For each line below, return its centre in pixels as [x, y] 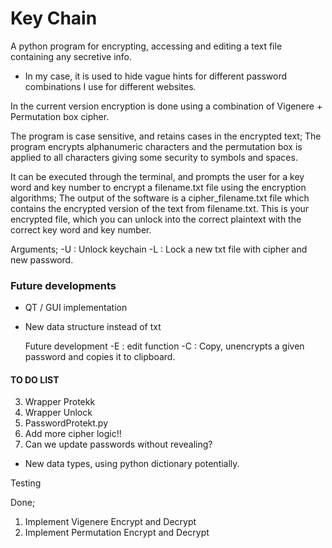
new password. [42, 259]
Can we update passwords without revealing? [118, 444]
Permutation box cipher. [60, 116]
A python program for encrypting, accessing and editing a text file [146, 46]
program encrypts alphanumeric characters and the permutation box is [156, 146]
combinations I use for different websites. [110, 86]
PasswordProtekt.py [66, 423]
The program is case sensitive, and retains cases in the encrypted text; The [166, 136]
